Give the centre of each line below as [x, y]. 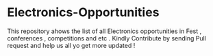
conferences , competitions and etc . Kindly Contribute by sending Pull [107, 38]
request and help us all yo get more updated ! [71, 45]
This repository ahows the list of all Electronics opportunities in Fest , [104, 31]
